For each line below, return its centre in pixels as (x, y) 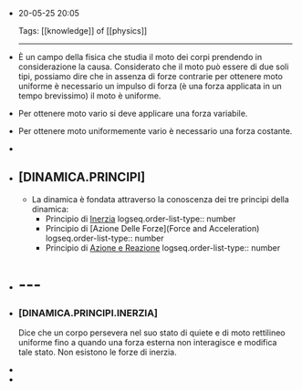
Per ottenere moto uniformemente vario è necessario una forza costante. (155, 131)
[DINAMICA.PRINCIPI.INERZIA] (88, 313)
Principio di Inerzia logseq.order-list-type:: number (141, 219)
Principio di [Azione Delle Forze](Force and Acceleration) (152, 228)
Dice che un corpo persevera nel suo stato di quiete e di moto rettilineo (151, 333)
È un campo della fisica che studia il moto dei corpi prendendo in (140, 57)
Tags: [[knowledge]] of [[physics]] (83, 31)
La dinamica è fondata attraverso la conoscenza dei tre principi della (160, 199)
